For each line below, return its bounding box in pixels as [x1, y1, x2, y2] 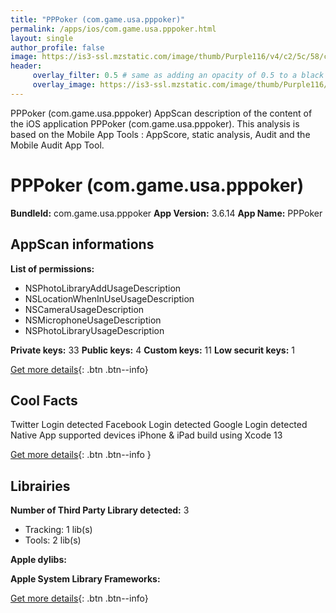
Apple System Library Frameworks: [10, 573, 161, 585]
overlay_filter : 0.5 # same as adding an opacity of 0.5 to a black [32, 71, 325, 81]
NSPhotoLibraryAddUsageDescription [24, 282, 182, 294]
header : [10, 61, 43, 71]
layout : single [10, 33, 74, 43]
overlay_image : [32, 80, 97, 90]
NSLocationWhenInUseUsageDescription [24, 292, 195, 305]
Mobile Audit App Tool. [10, 139, 105, 151]
